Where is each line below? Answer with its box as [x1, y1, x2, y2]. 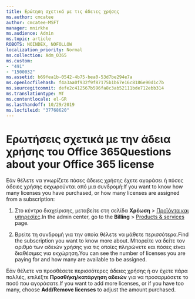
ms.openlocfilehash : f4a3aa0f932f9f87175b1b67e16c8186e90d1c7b [6, 80, 164, 86]
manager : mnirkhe [6, 25, 49, 31]
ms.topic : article [6, 36, 51, 42]
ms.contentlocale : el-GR [6, 96, 67, 102]
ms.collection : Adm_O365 [6, 52, 67, 58]
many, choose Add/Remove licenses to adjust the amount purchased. [6, 286, 176, 293]
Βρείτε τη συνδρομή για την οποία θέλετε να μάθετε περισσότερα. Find [14, 231, 189, 238]
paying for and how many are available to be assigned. [14, 256, 147, 263]
